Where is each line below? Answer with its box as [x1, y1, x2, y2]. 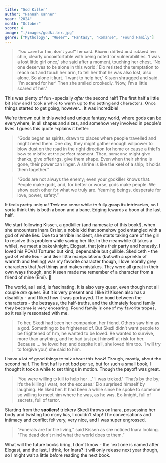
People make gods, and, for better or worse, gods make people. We [17, 181, 156, 187]
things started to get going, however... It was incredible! [5, 105, 119, 111]
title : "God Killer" [5, 7, 48, 12]
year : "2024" [5, 16, 32, 21]
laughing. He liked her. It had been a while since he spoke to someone [17, 386, 161, 392]
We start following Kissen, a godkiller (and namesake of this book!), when [5, 221, 156, 228]
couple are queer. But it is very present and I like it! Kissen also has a [5, 289, 146, 295]
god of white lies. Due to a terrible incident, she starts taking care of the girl [5, 232, 160, 238]
